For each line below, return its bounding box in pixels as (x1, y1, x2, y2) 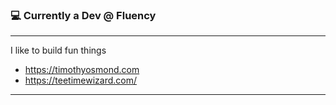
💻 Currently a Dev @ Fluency (10, 8, 157, 22)
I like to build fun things (10, 44, 107, 57)
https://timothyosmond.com (24, 64, 140, 76)
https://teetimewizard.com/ (24, 74, 138, 87)
